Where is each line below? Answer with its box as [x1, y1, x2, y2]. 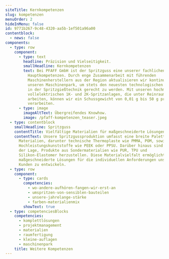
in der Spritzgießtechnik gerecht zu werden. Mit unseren [27, 87, 152, 92]
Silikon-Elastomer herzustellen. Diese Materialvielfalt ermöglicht [18, 153, 165, 158]
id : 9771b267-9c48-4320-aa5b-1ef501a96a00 [5, 26, 96, 31]
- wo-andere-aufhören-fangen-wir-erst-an [27, 185, 116, 190]
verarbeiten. [27, 101, 55, 106]
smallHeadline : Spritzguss [14, 124, 71, 129]
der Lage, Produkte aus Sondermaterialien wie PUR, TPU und [18, 148, 147, 153]
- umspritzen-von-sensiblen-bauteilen [27, 190, 109, 195]
